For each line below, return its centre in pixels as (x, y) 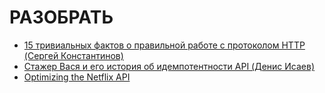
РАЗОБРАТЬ (61, 17)
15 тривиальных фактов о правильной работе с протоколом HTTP (164, 45)
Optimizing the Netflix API (77, 77)
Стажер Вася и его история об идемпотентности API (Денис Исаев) (169, 66)
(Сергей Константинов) (73, 55)
